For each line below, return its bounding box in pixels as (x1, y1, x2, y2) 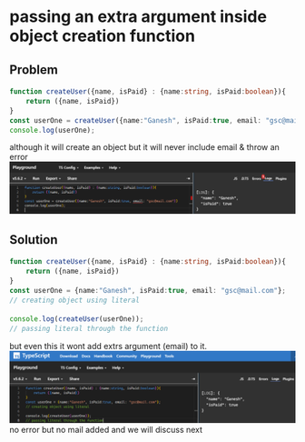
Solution (9, 232, 58, 247)
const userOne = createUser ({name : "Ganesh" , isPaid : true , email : (9, 116, 261, 125)
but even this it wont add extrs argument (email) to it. (9, 341, 207, 352)
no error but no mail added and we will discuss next (9, 425, 202, 436)
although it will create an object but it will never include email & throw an (9, 142, 280, 153)
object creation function (9, 25, 195, 46)
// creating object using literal (9, 296, 141, 305)
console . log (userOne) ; (9, 126, 95, 135)
